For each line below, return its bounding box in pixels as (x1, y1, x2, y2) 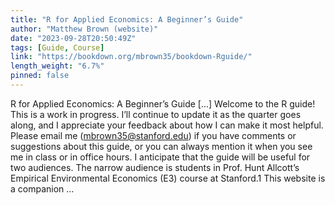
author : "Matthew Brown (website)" (10, 24, 159, 34)
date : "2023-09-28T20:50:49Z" (10, 33, 137, 43)
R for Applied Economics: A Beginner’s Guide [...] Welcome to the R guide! (10, 97, 316, 110)
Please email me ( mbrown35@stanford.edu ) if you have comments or (10, 129, 297, 141)
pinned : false (10, 71, 70, 81)
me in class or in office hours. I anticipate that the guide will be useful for (10, 151, 311, 163)
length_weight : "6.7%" (10, 61, 105, 71)
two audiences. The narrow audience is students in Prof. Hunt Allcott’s (10, 161, 300, 173)
